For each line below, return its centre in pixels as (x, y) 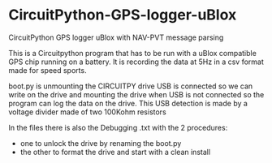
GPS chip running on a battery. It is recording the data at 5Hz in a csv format (136, 62)
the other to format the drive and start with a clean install (115, 152)
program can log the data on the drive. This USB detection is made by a (128, 103)
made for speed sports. (47, 70)
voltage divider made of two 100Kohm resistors (87, 112)
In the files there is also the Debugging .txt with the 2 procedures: (118, 127)
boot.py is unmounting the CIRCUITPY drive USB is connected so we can (131, 86)
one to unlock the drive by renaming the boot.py (101, 143)
